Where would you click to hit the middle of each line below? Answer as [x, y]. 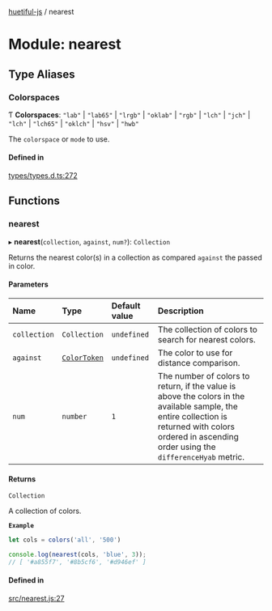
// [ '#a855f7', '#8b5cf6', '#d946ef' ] [78, 562]
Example [21, 526]
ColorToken [83, 358]
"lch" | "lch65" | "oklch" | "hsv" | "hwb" [74, 123]
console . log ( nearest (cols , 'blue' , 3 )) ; [78, 555]
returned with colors [196, 426]
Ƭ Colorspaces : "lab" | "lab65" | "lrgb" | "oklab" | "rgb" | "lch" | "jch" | [130, 115]
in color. [22, 265]
